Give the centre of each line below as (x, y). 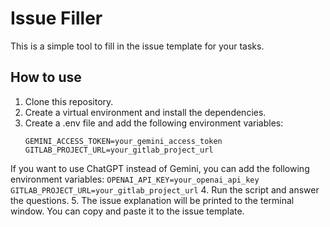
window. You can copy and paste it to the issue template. (127, 211)
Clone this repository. (69, 101)
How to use (46, 77)
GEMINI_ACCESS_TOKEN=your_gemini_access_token (123, 141)
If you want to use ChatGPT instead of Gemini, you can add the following (160, 168)
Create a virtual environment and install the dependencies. (145, 112)
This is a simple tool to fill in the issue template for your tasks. (137, 46)
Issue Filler (56, 18)
